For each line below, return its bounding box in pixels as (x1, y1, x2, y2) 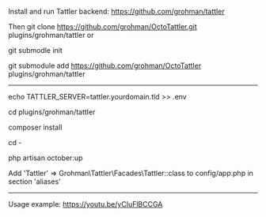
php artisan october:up (8, 153, 83, 163)
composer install (8, 122, 63, 132)
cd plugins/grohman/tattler (8, 107, 96, 117)
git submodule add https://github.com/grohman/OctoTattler (8, 61, 202, 70)
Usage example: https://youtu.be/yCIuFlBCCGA (8, 200, 163, 208)
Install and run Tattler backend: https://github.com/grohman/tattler (8, 7, 225, 16)
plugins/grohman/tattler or (8, 31, 94, 39)
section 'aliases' (8, 177, 61, 186)
